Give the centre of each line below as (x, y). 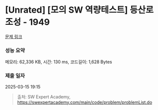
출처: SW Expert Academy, (44, 97)
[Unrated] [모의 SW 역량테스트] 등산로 (79, 10)
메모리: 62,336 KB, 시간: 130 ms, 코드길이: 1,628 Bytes (59, 62)
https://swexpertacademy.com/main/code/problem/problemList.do (85, 102)
